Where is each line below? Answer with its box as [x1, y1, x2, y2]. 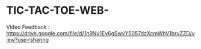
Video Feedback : [6, 23, 50, 30]
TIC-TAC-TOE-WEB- [6, 4, 110, 17]
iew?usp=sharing [6, 36, 49, 43]
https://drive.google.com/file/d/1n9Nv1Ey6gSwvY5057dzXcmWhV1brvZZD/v [6, 29, 195, 36]
